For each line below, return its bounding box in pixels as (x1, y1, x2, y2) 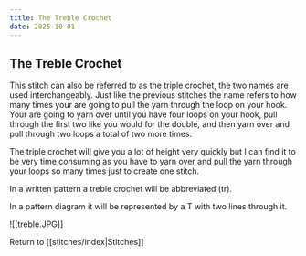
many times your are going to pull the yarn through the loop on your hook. (9, 100, 288, 111)
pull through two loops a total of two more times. (9, 129, 193, 140)
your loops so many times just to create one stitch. (9, 165, 199, 176)
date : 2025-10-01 (9, 22, 76, 31)
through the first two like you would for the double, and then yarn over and (9, 119, 290, 130)
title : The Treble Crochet (9, 13, 112, 23)
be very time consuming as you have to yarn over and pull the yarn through (9, 156, 293, 167)
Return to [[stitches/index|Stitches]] (9, 237, 144, 248)
